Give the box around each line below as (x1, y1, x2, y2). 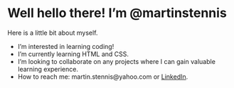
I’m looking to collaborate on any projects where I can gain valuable (17, 57, 216, 65)
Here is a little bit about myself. (7, 28, 98, 37)
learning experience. (17, 65, 78, 73)
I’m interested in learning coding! (17, 42, 115, 50)
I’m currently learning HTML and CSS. (17, 50, 129, 58)
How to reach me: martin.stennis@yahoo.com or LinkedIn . (17, 72, 188, 81)
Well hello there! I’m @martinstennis (7, 5, 228, 21)
